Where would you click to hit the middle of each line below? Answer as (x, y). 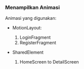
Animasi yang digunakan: (31, 18)
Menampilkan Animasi (33, 7)
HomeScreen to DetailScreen (49, 62)
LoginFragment (35, 37)
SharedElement (28, 52)
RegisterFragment (38, 43)
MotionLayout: (27, 28)
